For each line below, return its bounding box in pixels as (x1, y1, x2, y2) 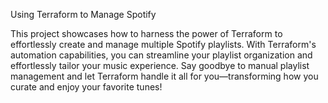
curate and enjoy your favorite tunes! (10, 81, 163, 93)
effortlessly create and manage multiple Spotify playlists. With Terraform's (10, 39, 317, 50)
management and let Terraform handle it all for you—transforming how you (10, 70, 319, 82)
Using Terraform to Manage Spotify (10, 9, 157, 20)
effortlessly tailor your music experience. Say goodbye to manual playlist (10, 60, 310, 71)
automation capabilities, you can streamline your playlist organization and (10, 49, 313, 61)
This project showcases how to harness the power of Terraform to (10, 28, 283, 39)
